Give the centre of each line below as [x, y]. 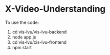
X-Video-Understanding [55, 9]
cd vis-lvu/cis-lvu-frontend [39, 42]
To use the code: [22, 22]
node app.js [24, 37]
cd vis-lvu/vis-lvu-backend [39, 32]
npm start [22, 47]
